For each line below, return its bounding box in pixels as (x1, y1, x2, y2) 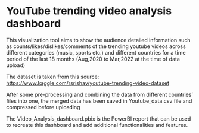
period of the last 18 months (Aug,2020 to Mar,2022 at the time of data (6, 55, 181, 62)
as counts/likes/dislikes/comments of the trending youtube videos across (6, 43, 186, 50)
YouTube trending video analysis (6, 4, 172, 18)
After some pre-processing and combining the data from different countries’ (6, 91, 194, 98)
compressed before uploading (6, 103, 80, 110)
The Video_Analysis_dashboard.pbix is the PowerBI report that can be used (6, 115, 191, 122)
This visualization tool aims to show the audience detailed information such (6, 36, 191, 43)
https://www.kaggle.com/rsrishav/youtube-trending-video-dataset (6, 79, 170, 87)
